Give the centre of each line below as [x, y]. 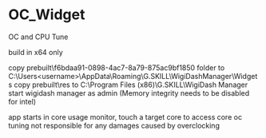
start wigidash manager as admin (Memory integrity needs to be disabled [129, 93]
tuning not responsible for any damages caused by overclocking [114, 125]
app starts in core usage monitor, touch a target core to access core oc [125, 116]
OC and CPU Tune [38, 37]
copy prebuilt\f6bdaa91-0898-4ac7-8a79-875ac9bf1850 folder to [117, 67]
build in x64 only [36, 52]
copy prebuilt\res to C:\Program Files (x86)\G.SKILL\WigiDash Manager [131, 85]
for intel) [22, 101]
